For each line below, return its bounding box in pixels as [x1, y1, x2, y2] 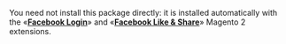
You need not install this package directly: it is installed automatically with [9, 8, 278, 18]
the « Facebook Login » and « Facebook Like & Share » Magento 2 [9, 17, 246, 27]
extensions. [9, 26, 51, 36]
